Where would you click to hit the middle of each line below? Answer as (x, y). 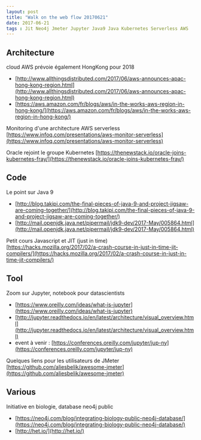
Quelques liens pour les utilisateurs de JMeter (63, 360)
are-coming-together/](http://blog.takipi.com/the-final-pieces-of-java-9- (105, 210)
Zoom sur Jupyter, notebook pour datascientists (66, 293)
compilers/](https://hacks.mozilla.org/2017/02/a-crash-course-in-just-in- (97, 253)
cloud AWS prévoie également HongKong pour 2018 (70, 67)
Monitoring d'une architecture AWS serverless (63, 129)
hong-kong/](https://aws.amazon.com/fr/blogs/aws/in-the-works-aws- (103, 111)
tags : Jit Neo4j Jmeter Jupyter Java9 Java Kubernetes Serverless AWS (97, 28)
